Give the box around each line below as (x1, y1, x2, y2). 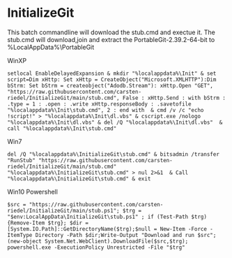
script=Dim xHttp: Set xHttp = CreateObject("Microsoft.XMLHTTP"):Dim (7, 76, 217, 83)
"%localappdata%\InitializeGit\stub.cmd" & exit (7, 175, 151, 182)
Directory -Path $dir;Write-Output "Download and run (35, 231, 195, 238)
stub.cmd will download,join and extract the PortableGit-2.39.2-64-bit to (7, 35, 215, 43)
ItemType (7, 231, 33, 238)
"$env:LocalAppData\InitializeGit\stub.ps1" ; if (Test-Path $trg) (7, 213, 208, 220)
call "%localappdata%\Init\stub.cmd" (7, 124, 117, 132)
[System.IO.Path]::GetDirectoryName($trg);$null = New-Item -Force (7, 225, 208, 232)
